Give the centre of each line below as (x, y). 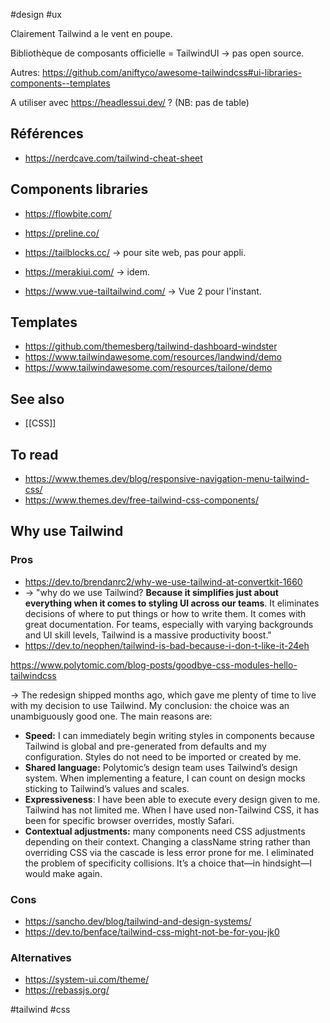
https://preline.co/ (62, 233)
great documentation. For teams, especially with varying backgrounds (169, 624)
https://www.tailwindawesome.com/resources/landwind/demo (153, 357)
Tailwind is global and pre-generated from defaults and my (145, 746)
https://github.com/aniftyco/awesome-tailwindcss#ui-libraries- (172, 72)
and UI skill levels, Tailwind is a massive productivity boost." (148, 635)
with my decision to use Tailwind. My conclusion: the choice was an (150, 705)
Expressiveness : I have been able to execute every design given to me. (172, 799)
